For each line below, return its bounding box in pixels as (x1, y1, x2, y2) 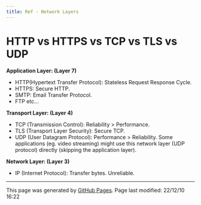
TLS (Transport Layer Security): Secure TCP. (14, 127, 126, 134)
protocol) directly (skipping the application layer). (14, 146, 136, 153)
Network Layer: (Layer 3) (6, 158, 70, 165)
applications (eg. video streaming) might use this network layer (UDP (14, 140, 185, 147)
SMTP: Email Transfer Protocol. (14, 91, 92, 99)
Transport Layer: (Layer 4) (6, 109, 73, 117)
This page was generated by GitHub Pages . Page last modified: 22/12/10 (6, 186, 185, 194)
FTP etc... (14, 97, 39, 105)
